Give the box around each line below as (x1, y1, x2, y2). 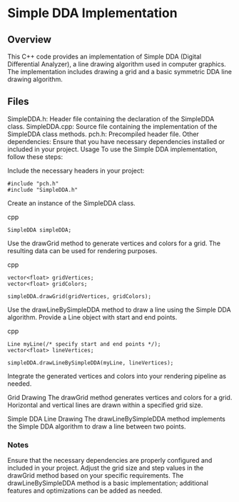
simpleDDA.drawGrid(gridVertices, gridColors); (7, 292, 152, 300)
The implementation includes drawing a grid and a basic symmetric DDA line (7, 68, 232, 76)
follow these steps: (7, 152, 63, 161)
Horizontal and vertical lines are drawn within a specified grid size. (7, 401, 203, 409)
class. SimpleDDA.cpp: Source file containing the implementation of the (7, 122, 218, 130)
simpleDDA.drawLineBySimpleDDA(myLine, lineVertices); (7, 359, 174, 367)
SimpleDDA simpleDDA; (7, 226, 72, 233)
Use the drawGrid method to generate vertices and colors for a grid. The (7, 239, 221, 247)
